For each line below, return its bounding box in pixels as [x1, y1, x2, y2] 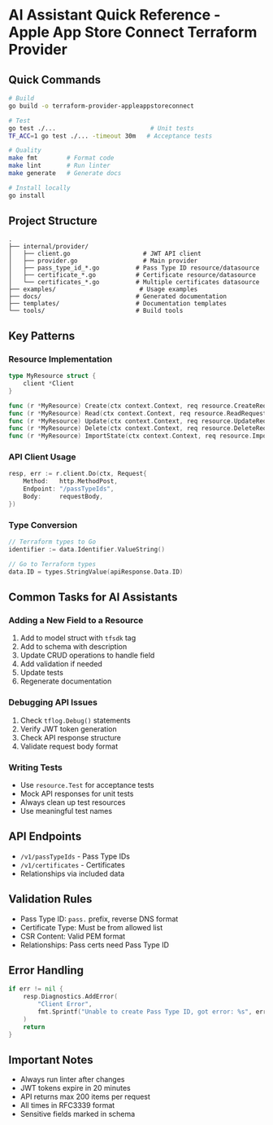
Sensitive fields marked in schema [19, 1110, 136, 1119]
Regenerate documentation [19, 676, 112, 686]
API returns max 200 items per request [19, 1092, 150, 1101]
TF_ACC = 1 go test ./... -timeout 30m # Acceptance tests [8, 132, 213, 140]
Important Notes [8, 1052, 93, 1066]
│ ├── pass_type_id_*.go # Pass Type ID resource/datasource [8, 264, 260, 272]
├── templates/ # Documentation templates [8, 300, 227, 308]
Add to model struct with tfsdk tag [19, 633, 136, 643]
